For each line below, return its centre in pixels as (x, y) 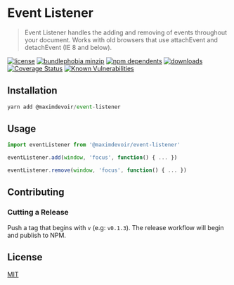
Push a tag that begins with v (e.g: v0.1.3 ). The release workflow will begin (116, 227)
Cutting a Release (38, 213)
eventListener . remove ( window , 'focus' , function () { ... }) (97, 170)
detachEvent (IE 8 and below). (68, 47)
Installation (32, 90)
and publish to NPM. (37, 235)
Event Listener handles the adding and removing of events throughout (125, 32)
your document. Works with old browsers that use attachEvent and (121, 39)
